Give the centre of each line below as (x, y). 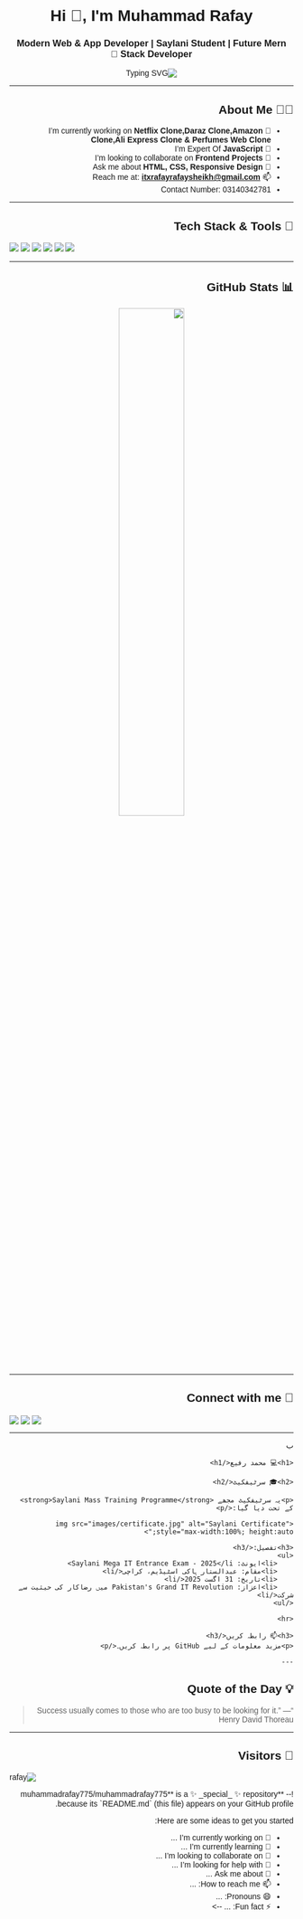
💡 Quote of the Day (240, 1689)
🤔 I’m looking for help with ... (221, 1864)
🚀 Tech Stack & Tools (234, 226)
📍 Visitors (266, 1755)
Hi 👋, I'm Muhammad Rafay (151, 16)
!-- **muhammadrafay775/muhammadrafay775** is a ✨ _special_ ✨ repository (157, 1794)
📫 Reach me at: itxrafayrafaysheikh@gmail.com (182, 177)
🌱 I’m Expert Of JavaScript (223, 149)
